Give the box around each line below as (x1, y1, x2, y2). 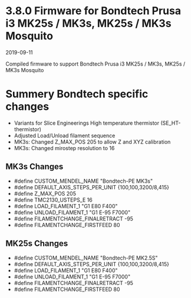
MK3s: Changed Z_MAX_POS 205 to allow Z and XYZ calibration (14, 138, 171, 145)
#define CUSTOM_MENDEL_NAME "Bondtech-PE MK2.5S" (14, 254, 158, 261)
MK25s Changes (5, 238, 68, 249)
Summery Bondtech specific (5, 88, 149, 101)
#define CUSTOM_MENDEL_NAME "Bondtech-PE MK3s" (14, 177, 153, 184)
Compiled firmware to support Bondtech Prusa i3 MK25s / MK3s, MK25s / (5, 60, 186, 67)
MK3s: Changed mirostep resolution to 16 (14, 144, 115, 151)
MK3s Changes (5, 161, 64, 172)
